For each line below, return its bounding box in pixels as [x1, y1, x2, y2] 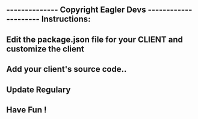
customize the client [6, 44, 84, 54]
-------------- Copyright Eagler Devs [6, 5, 146, 15]
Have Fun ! [6, 105, 47, 115]
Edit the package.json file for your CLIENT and [6, 34, 184, 44]
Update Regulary [6, 84, 71, 94]
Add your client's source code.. [6, 64, 127, 74]
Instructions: [41, 14, 91, 25]
